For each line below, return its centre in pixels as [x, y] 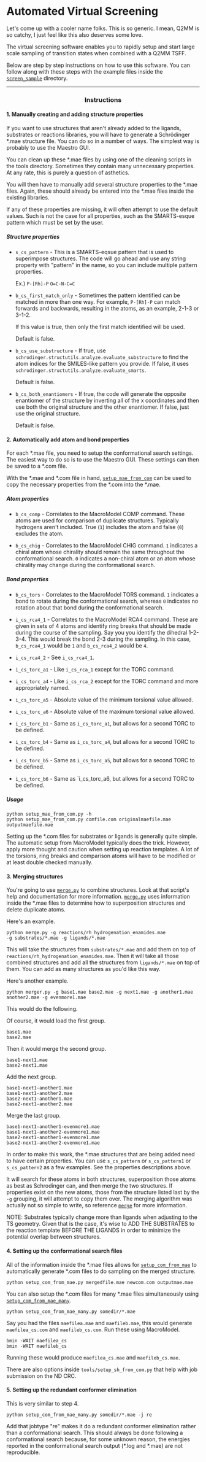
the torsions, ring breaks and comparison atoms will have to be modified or [101, 856]
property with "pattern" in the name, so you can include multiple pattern [106, 265]
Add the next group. [32, 1077]
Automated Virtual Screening [82, 11]
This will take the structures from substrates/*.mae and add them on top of [101, 950]
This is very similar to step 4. [43, 1403]
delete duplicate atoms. [36, 910]
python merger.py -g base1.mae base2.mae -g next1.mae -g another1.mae [100, 992]
